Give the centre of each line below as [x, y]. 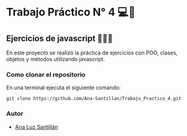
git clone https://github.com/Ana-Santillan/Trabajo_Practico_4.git [94, 99]
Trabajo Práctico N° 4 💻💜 [71, 12]
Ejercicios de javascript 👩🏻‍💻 [60, 38]
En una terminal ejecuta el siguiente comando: [63, 87]
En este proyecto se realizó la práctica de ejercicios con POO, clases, [92, 53]
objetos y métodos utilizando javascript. [56, 59]
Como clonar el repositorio [46, 74]
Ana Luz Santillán [36, 126]
